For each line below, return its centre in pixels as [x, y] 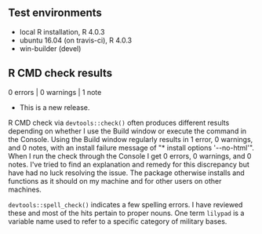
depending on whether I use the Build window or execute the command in [127, 131]
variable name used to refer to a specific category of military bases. [118, 221]
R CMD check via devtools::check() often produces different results [119, 122]
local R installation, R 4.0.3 [62, 31]
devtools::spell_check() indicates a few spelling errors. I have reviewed [126, 204]
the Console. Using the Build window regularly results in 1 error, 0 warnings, [131, 139]
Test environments [55, 13]
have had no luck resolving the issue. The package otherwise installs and [126, 173]
